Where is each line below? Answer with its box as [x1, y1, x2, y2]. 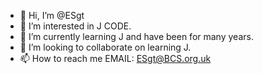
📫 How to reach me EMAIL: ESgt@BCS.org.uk [19, 53, 212, 64]
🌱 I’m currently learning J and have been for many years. [19, 31, 254, 42]
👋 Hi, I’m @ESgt [19, 10, 85, 21]
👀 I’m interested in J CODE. [19, 20, 132, 32]
